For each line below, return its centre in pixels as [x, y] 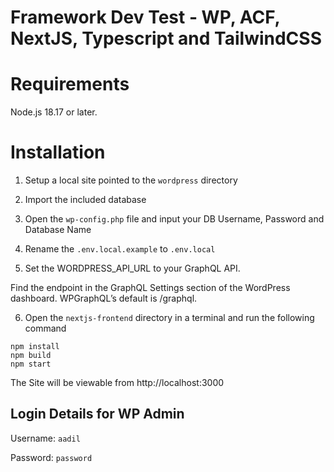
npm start [31, 364]
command [45, 328]
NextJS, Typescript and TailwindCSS [166, 38]
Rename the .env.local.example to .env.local [120, 249]
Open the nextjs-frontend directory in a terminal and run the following [169, 318]
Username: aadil [45, 438]
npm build [31, 356]
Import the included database [85, 200]
